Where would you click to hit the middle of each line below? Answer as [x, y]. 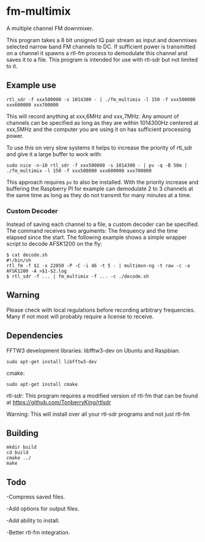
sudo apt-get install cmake [42, 384]
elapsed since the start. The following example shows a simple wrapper [97, 238]
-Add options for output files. [43, 509]
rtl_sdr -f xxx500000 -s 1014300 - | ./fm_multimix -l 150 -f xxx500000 [101, 99]
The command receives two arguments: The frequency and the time [92, 231]
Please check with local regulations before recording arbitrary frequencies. [101, 310]
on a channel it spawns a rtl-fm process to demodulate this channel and [97, 53]
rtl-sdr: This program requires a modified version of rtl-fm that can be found [102, 396]
